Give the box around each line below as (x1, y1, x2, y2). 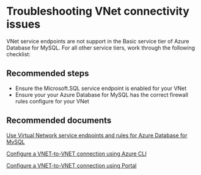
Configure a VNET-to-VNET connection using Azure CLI (6, 150, 147, 157)
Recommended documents (6, 115, 112, 126)
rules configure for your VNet (15, 97, 90, 105)
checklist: (6, 50, 31, 58)
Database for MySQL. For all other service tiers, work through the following (6, 44, 196, 51)
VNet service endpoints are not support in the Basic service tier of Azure (6, 37, 189, 45)
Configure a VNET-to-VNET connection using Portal (6, 162, 137, 169)
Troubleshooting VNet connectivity (6, 4, 189, 18)
